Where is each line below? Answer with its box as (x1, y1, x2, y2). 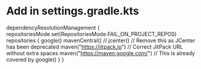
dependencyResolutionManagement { (6, 24, 100, 31)
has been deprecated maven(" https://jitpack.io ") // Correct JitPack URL (6, 43, 184, 50)
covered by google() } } (6, 56, 64, 63)
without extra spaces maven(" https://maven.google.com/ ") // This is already (6, 49, 196, 56)
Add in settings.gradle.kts (6, 4, 140, 18)
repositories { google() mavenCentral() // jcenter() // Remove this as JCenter (6, 37, 196, 44)
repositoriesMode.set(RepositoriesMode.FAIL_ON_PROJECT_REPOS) (6, 30, 177, 37)
